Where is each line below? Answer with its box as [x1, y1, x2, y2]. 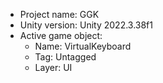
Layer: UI [34, 62, 73, 73]
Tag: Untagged [34, 51, 97, 63]
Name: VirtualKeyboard [34, 40, 132, 52]
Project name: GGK [19, 9, 100, 20]
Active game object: [19, 30, 103, 41]
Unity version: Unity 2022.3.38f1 [19, 19, 153, 31]
